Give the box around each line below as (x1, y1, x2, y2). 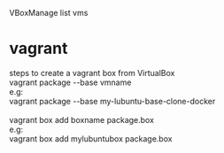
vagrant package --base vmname (9, 77, 132, 88)
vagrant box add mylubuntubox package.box (9, 133, 173, 144)
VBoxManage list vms (9, 8, 89, 18)
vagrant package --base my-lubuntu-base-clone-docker (9, 96, 216, 106)
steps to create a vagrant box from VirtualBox (9, 67, 175, 78)
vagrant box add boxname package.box (9, 114, 155, 125)
